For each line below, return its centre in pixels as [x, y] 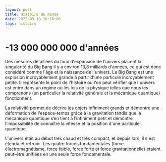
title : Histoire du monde [32, 14]
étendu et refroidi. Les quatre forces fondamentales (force [64, 144]
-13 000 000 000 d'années [62, 48]
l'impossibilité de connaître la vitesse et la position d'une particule [72, 123]
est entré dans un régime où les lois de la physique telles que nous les [77, 88]
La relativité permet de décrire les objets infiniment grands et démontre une [82, 108]
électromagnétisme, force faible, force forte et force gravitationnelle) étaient [83, 149]
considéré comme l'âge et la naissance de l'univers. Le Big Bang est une [79, 72]
